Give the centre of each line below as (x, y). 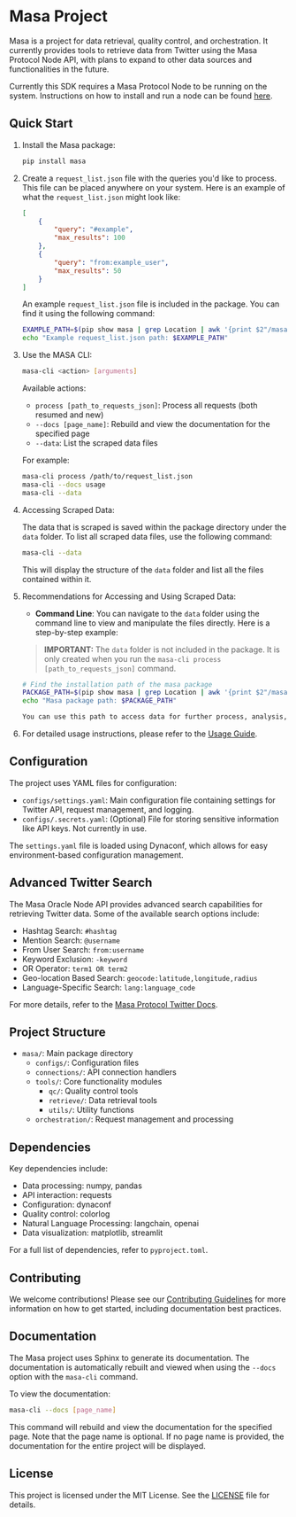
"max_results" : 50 (88, 271)
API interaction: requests (67, 1195)
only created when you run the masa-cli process (133, 658)
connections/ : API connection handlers (106, 1072)
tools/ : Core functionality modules (99, 1082)
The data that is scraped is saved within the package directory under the (154, 527)
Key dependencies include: (59, 1169)
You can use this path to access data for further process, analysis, (155, 717)
